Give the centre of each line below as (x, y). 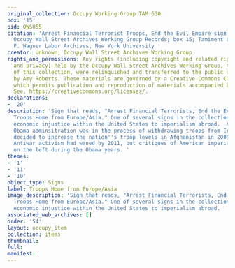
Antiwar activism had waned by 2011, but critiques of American (109, 144)
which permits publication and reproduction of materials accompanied (119, 85)
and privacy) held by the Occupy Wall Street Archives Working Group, (119, 66)
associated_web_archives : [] (50, 215)
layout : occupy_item (37, 228)
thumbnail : (23, 241)
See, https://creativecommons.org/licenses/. (81, 91)
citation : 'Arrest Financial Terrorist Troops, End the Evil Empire (109, 33)
